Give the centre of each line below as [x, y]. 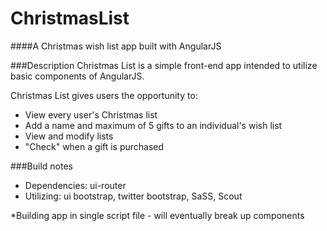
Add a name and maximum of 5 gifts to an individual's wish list [153, 125]
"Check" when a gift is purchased [94, 146]
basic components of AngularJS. [77, 76]
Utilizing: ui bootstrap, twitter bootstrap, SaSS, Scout [133, 196]
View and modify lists [69, 136]
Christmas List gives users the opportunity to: [104, 95]
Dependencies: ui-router [75, 185]
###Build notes [41, 166]
